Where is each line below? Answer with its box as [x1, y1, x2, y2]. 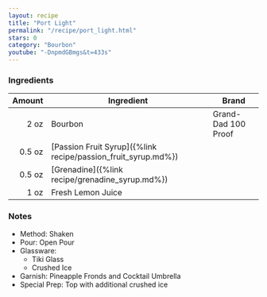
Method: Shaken [19, 229, 74, 238]
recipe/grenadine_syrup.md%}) [51, 174, 168, 185]
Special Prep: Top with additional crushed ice [19, 280, 168, 289]
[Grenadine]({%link [51, 164, 123, 175]
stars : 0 [8, 33, 37, 42]
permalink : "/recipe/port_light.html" [8, 26, 137, 34]
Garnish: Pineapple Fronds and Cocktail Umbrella [19, 271, 181, 280]
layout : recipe [8, 11, 59, 20]
